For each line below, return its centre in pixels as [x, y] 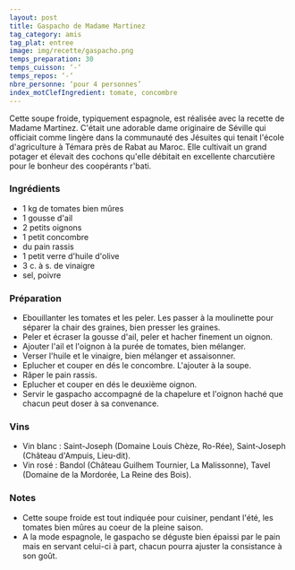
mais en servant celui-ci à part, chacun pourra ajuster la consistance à [152, 546]
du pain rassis [48, 246]
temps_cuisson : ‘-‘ [46, 68]
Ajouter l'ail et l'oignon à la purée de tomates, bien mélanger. [134, 347]
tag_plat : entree [42, 43]
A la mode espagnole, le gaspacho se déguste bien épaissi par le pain [151, 536]
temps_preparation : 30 [51, 59]
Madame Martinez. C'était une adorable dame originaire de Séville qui [138, 127]
